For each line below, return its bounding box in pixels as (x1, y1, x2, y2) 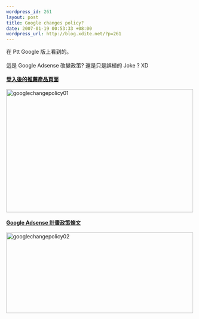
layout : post (6, 14, 39, 20)
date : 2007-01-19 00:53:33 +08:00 (6, 25, 93, 32)
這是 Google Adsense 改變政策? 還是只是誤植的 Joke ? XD (6, 62, 149, 69)
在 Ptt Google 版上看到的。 (6, 48, 72, 56)
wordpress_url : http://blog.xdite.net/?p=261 (6, 31, 121, 37)
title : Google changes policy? (6, 20, 84, 26)
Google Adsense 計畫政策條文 (6, 219, 81, 226)
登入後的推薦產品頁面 (6, 76, 59, 83)
